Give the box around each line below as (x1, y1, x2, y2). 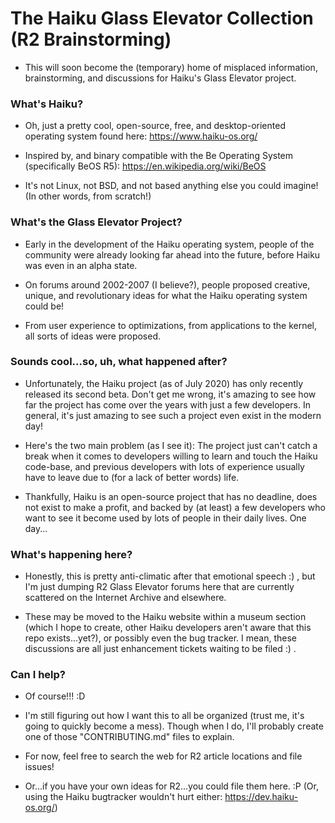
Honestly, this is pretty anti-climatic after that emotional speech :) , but (24, 570, 316, 582)
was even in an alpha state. (24, 259, 138, 271)
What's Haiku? (10, 97, 84, 111)
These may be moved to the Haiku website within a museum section (24, 611, 307, 623)
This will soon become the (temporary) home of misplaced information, (24, 61, 318, 73)
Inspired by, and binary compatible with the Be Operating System (24, 150, 294, 162)
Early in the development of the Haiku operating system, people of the (24, 238, 315, 250)
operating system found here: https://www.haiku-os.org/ (24, 130, 258, 142)
